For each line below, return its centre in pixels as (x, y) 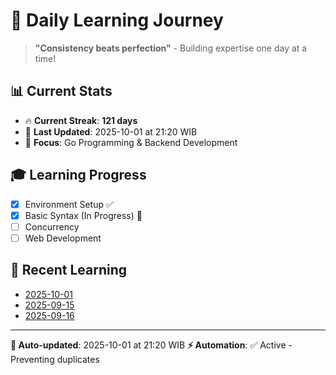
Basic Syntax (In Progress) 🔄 (83, 215)
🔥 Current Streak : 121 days (81, 120)
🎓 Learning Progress (78, 175)
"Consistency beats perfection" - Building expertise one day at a (171, 48)
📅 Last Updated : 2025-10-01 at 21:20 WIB (111, 131)
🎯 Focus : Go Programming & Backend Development (131, 142)
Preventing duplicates (55, 359)
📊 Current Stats (61, 91)
